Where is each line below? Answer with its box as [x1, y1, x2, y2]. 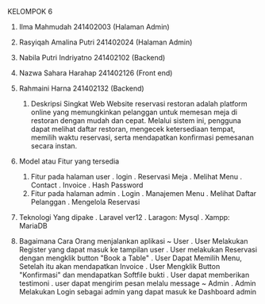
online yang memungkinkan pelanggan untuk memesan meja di [30, 107, 238, 117]
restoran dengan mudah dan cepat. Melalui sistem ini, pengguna [30, 116, 241, 125]
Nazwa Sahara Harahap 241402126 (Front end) [18, 68, 173, 78]
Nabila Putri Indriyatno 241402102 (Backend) [18, 53, 166, 62]
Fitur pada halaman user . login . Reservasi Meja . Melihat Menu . [30, 172, 243, 181]
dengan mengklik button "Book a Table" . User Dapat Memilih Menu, [18, 253, 243, 263]
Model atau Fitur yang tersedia [18, 156, 120, 166]
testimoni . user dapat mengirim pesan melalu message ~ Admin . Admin [18, 279, 256, 288]
